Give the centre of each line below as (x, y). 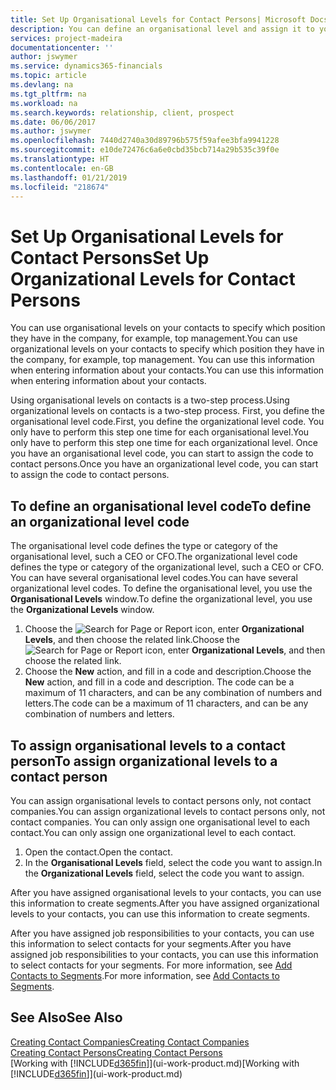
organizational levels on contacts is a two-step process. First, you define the (167, 411)
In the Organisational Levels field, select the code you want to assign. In (173, 862)
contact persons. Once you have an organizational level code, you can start (164, 464)
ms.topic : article (48, 76)
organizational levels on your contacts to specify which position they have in (167, 349)
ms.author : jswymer (51, 131)
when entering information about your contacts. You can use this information (167, 370)
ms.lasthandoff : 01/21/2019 (69, 177)
